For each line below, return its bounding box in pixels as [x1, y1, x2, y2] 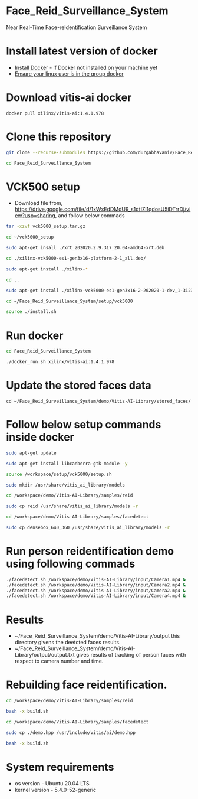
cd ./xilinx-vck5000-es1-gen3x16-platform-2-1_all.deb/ [6, 256, 146, 262]
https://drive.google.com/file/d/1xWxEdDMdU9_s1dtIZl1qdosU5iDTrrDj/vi [14, 206, 191, 213]
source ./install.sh [6, 309, 57, 315]
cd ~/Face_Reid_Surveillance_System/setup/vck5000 [6, 298, 133, 304]
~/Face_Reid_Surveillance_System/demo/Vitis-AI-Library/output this [14, 632, 180, 640]
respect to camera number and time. [14, 657, 104, 665]
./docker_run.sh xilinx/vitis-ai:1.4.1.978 [6, 359, 115, 365]
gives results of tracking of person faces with [75, 651, 186, 658]
